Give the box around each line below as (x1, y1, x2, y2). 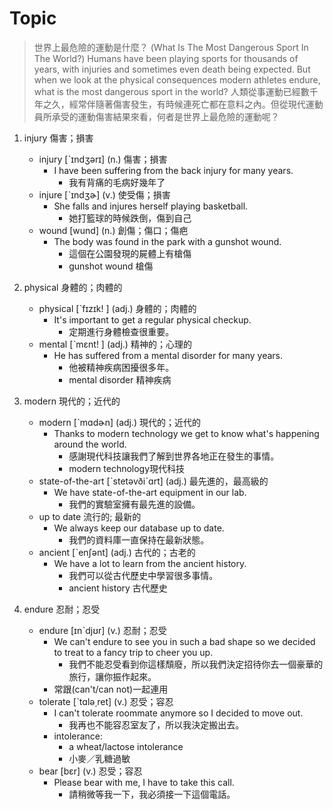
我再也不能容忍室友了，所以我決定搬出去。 (68, 718, 245, 731)
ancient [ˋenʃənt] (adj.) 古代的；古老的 (38, 546, 196, 558)
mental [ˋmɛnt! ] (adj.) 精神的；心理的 (38, 338, 192, 350)
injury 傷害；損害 (23, 132, 94, 144)
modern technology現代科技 (68, 462, 186, 474)
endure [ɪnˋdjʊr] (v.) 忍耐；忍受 (38, 624, 167, 636)
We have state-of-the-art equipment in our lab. (53, 486, 247, 498)
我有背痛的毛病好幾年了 (68, 176, 166, 188)
